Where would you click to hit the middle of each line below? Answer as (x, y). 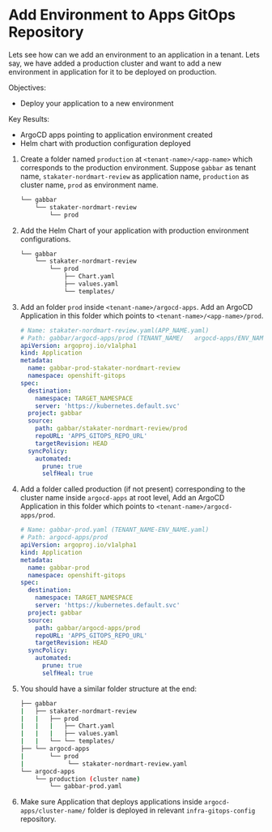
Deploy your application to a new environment (97, 103)
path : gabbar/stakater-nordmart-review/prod (111, 429)
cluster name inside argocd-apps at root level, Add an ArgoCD (122, 498)
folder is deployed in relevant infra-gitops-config (172, 811)
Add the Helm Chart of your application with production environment (134, 230)
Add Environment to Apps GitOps (122, 15)
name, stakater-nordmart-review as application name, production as (134, 176)
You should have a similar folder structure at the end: (108, 688)
